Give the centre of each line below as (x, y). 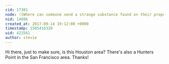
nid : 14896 (17, 19)
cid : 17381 (17, 10)
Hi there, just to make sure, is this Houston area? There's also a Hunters (79, 52)
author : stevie (21, 38)
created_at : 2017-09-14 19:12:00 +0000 (47, 24)
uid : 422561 (18, 33)
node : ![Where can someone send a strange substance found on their (78, 14)
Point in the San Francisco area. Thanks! (47, 57)
